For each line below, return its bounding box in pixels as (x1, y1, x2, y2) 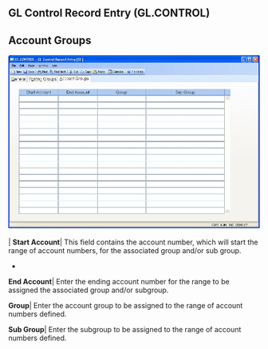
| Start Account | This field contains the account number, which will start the (8, 237, 258, 247)
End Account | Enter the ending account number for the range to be (8, 276, 230, 286)
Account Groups (8, 34, 92, 47)
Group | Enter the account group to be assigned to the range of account (8, 300, 243, 310)
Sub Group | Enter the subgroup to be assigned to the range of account (8, 324, 242, 334)
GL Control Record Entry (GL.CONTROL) (8, 6, 211, 20)
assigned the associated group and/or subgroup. (8, 285, 169, 295)
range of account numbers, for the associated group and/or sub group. (8, 245, 242, 255)
